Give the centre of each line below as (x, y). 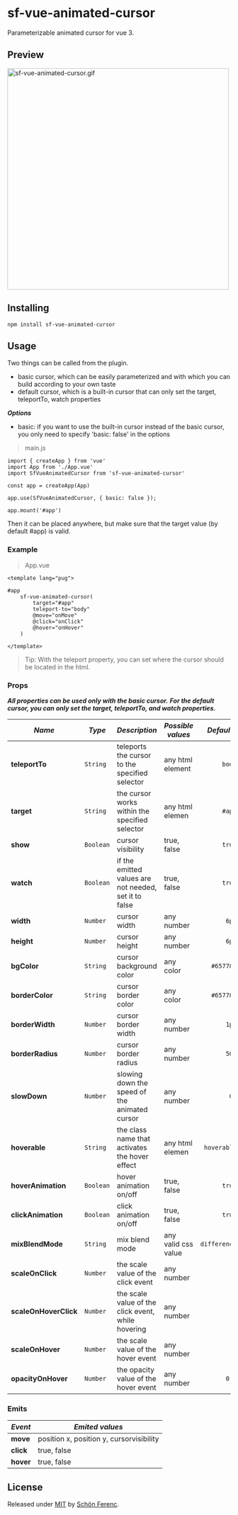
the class (132, 1130)
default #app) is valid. (39, 531)
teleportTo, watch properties (59, 399)
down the (132, 1083)
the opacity (135, 1370)
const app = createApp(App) (49, 486)
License (25, 1487)
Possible (178, 725)
